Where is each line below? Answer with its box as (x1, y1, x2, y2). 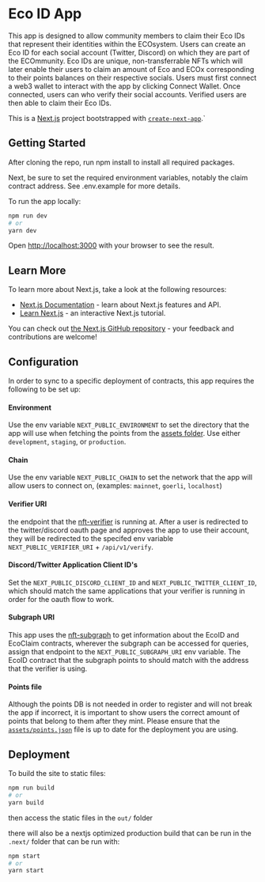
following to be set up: (8, 384, 81, 394)
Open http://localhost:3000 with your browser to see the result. (8, 240, 215, 250)
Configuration (8, 355, 79, 369)
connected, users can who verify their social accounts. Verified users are (8, 89, 247, 99)
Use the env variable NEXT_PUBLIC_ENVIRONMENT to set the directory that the (8, 420, 250, 430)
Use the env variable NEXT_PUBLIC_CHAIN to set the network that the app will (8, 472, 253, 483)
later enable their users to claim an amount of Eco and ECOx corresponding (8, 64, 255, 74)
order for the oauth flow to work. (8, 594, 115, 604)
